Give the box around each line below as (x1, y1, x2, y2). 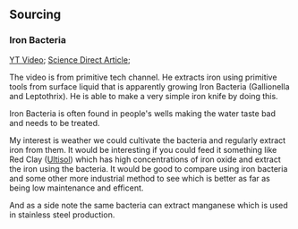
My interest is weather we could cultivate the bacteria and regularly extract (9, 134, 286, 146)
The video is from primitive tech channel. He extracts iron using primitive (9, 72, 277, 82)
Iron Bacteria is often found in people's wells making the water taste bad (9, 107, 276, 119)
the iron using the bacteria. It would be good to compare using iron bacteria (9, 163, 288, 174)
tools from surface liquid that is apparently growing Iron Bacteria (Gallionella (9, 81, 290, 92)
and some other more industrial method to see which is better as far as (9, 173, 270, 183)
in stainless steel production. (9, 209, 115, 220)
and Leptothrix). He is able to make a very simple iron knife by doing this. (9, 90, 279, 101)
